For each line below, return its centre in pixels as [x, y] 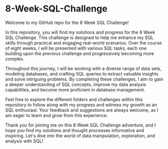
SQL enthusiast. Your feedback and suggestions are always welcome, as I [82, 110]
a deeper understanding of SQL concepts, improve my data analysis [76, 84]
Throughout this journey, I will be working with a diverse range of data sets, [83, 68]
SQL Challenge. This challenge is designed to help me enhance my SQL [79, 37]
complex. [15, 58]
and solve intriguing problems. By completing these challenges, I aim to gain [84, 79]
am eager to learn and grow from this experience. [57, 115]
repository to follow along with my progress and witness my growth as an [81, 104]
